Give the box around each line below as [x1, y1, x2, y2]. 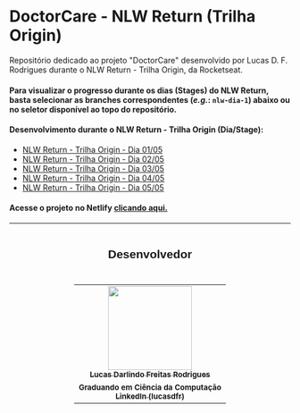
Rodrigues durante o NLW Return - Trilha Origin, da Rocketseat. [9, 64, 244, 75]
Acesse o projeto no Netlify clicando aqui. [9, 203, 168, 214]
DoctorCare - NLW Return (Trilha [9, 6, 256, 27]
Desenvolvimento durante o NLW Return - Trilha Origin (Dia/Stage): [9, 124, 264, 135]
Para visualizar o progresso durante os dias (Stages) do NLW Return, [9, 85, 270, 96]
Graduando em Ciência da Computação [79, 382, 221, 392]
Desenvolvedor [107, 248, 193, 261]
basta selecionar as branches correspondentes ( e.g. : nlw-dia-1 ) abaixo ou [9, 94, 290, 105]
